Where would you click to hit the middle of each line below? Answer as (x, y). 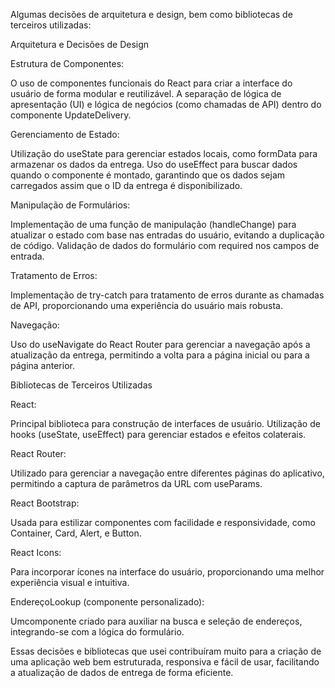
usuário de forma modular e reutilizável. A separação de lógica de (146, 93)
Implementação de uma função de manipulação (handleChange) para (153, 224)
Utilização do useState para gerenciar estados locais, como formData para (164, 153)
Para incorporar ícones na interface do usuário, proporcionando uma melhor (167, 572)
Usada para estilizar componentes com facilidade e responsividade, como (163, 522)
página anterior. (42, 365)
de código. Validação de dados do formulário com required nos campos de (165, 245)
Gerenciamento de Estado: (65, 134)
